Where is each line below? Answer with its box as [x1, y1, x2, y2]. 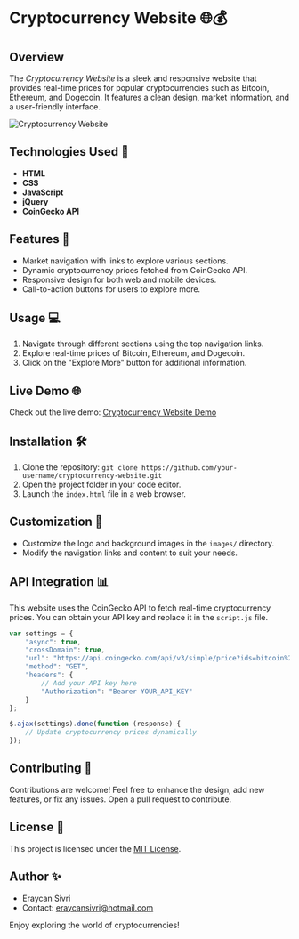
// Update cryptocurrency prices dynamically [25, 728, 198, 737]
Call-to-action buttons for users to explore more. [21, 283, 201, 295]
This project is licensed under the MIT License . [9, 843, 182, 854]
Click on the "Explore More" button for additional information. [21, 358, 247, 368]
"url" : [25, 654, 50, 663]
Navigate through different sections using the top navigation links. [21, 338, 264, 349]
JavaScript [21, 187, 64, 198]
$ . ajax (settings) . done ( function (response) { [9, 719, 181, 729]
